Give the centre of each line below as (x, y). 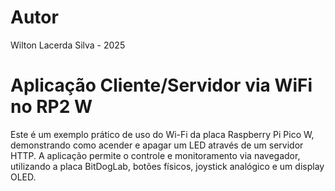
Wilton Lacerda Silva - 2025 (68, 45)
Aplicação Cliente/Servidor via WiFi (161, 85)
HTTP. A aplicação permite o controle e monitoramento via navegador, (155, 155)
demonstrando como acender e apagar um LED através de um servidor (157, 145)
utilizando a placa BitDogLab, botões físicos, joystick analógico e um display (167, 166)
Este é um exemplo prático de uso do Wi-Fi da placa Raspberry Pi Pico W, (162, 134)
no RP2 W (51, 107)
